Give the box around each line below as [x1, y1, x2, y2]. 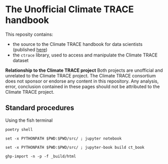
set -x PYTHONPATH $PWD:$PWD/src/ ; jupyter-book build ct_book [5, 145, 145, 150]
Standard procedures [5, 103, 75, 113]
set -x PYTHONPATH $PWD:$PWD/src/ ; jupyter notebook [5, 136, 122, 141]
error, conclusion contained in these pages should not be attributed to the [5, 83, 160, 90]
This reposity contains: [5, 31, 53, 37]
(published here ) [12, 46, 48, 52]
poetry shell [5, 127, 33, 132]
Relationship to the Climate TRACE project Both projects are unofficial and [5, 67, 163, 73]
